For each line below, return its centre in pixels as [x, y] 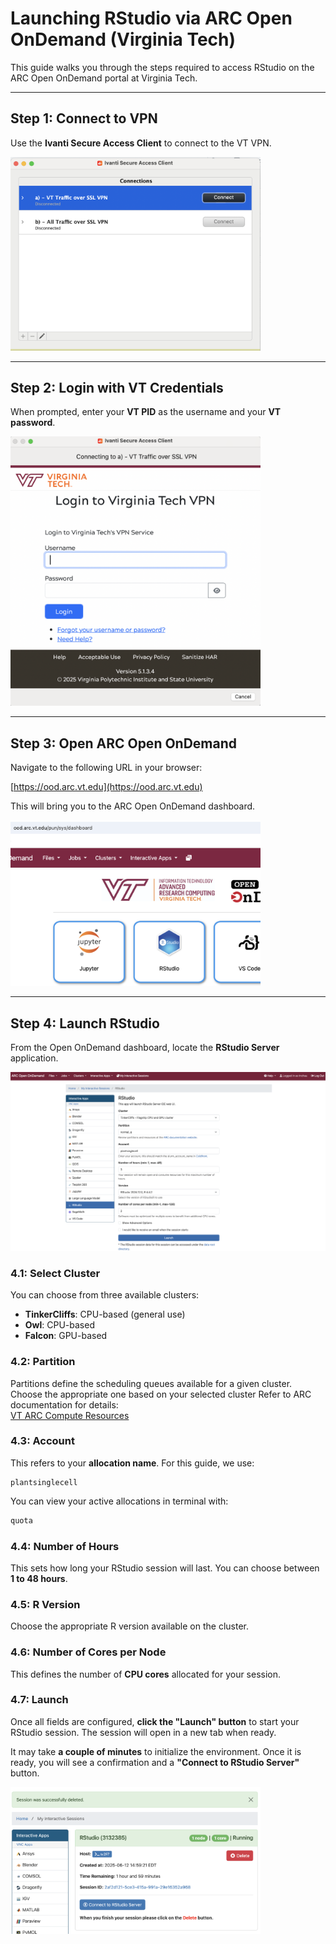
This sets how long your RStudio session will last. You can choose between [165, 1568]
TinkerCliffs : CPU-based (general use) [105, 1314]
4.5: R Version [45, 1604]
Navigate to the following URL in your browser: [106, 768]
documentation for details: [64, 1404]
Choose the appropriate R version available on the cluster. [129, 1626]
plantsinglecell [44, 1482]
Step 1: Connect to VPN [84, 118]
